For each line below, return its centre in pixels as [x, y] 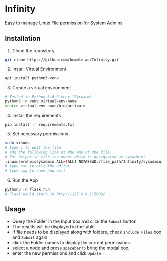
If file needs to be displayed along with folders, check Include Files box [87, 232]
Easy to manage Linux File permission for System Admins [64, 23]
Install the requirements [37, 116]
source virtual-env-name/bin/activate [45, 106]
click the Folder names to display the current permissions [71, 242]
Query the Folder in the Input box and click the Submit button [74, 221]
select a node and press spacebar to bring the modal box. [71, 248]
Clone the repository [33, 50]
